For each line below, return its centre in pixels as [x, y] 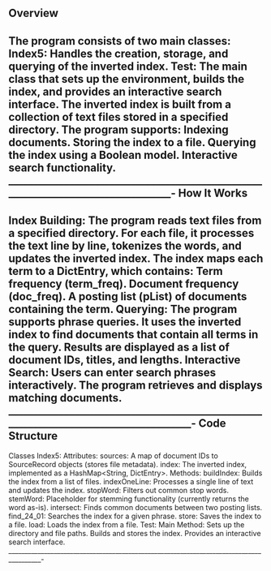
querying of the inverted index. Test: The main [128, 66]
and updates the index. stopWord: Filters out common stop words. [119, 490]
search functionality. [62, 167]
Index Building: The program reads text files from [135, 221]
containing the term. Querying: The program [123, 309]
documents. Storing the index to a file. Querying [132, 142]
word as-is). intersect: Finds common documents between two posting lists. [135, 507]
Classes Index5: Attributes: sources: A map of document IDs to [114, 455]
